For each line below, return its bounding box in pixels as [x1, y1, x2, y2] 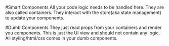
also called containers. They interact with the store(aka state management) [5, 9, 162, 15]
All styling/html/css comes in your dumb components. [5, 35, 118, 41]
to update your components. [5, 15, 65, 20]
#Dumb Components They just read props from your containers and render [5, 24, 162, 30]
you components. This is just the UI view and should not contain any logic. [5, 30, 160, 35]
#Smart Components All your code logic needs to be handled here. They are [5, 4, 164, 10]
